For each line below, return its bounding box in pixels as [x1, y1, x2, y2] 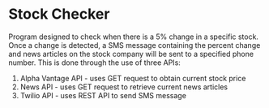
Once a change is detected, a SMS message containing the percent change [8, 40, 261, 50]
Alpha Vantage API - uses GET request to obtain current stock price [19, 73, 246, 83]
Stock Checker [8, 5, 110, 24]
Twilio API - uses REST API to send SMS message [19, 90, 186, 100]
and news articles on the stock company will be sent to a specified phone [8, 49, 254, 58]
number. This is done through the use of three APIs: [8, 58, 181, 67]
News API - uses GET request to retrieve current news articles [19, 82, 228, 92]
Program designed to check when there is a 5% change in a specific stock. [8, 32, 259, 41]
